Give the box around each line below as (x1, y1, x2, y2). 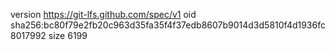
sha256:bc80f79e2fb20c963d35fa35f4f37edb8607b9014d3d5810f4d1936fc (10, 19, 326, 31)
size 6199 (48, 30, 88, 41)
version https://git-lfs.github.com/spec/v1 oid (10, 9, 197, 20)
